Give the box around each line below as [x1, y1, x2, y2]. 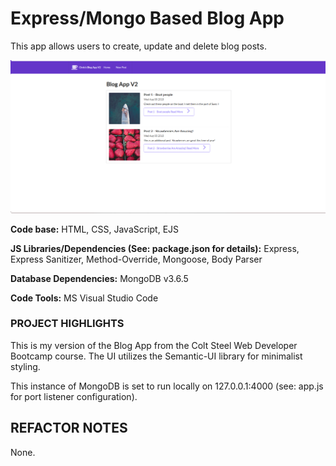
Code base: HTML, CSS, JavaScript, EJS [10, 223, 180, 235]
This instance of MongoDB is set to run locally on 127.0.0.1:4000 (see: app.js [10, 380, 324, 392]
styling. [10, 360, 41, 372]
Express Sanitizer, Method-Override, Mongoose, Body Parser [10, 253, 263, 265]
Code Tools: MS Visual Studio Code [10, 292, 159, 304]
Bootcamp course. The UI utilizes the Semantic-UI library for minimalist [10, 350, 303, 362]
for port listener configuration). [10, 390, 138, 402]
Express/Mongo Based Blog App [10, 7, 285, 30]
